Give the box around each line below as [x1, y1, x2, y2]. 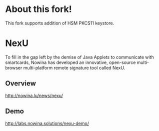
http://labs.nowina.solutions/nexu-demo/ [5, 120, 89, 126]
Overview [5, 79, 36, 88]
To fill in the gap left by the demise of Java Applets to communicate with [5, 54, 154, 60]
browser [5, 64, 22, 70]
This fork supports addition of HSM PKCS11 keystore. [5, 20, 114, 26]
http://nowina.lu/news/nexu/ [5, 92, 63, 98]
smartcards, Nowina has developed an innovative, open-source [5, 59, 136, 65]
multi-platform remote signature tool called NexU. [23, 64, 125, 70]
